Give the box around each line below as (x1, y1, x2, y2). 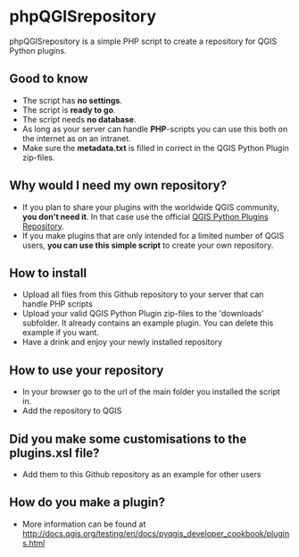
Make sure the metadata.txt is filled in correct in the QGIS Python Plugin (21, 142, 290, 153)
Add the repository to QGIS (21, 405, 122, 417)
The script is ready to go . (21, 105, 116, 115)
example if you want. (21, 327, 100, 338)
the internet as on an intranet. (21, 132, 131, 144)
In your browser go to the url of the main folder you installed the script (21, 386, 281, 397)
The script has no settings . (21, 95, 123, 105)
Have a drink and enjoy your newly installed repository (21, 337, 223, 348)
